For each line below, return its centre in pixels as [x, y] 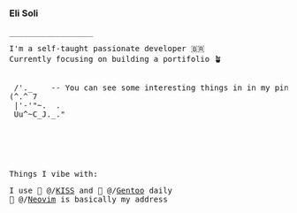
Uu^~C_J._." [40, 114]
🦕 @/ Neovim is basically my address [88, 200]
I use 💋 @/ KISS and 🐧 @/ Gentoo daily [91, 191]
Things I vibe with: [54, 174]
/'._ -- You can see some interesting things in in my [142, 88]
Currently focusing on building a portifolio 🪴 [116, 59]
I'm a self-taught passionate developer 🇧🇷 [107, 49]
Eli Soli [24, 13]
